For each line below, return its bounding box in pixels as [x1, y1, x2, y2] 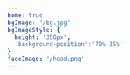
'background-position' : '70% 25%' [14, 41, 124, 48]
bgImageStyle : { [7, 26, 60, 34]
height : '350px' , [14, 33, 71, 41]
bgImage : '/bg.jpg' [7, 19, 71, 27]
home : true [7, 11, 43, 20]
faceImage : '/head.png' [7, 55, 85, 63]
